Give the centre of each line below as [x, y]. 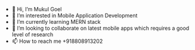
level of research [32, 35]
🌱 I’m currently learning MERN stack [56, 22]
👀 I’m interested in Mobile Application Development [75, 15]
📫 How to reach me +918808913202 [57, 41]
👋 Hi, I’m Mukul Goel [37, 9]
